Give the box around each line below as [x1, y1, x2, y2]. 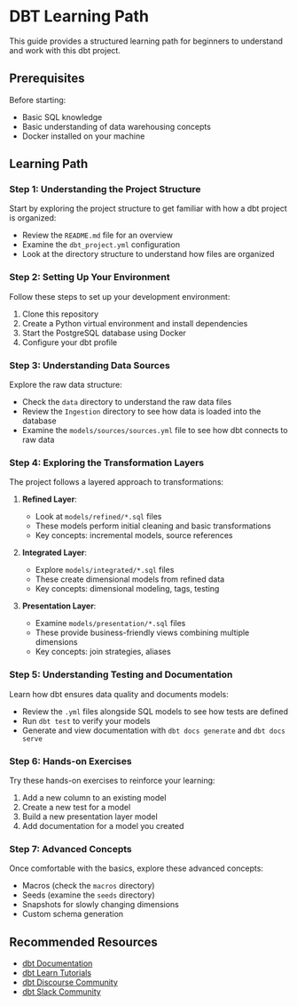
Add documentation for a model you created [21, 820, 184, 831]
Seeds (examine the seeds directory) [21, 889, 155, 900]
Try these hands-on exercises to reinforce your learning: [9, 775, 215, 785]
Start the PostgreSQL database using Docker [21, 327, 186, 338]
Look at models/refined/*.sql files [35, 511, 162, 522]
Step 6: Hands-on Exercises [9, 754, 132, 767]
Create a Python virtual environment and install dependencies [21, 318, 248, 328]
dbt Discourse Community [21, 977, 118, 988]
